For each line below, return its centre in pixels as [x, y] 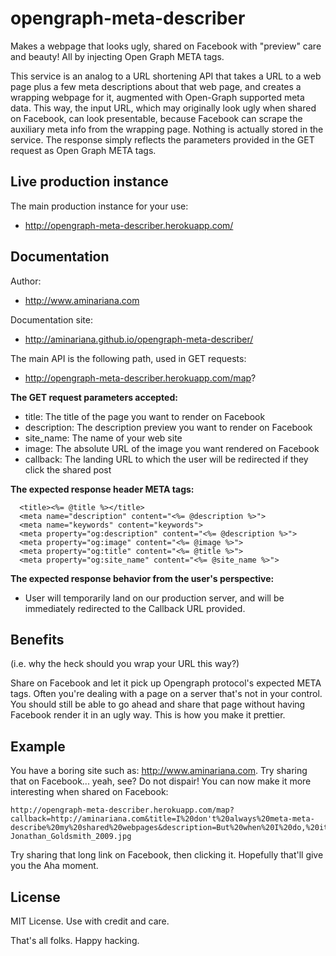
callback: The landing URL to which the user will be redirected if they [166, 459]
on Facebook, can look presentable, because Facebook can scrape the [156, 118]
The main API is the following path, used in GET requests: [128, 358]
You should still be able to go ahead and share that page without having [158, 704]
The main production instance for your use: [99, 206]
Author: [26, 281]
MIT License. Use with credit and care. [90, 921]
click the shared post [68, 469]
